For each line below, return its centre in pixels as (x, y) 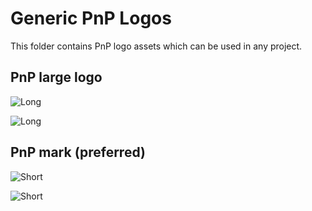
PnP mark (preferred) (78, 152)
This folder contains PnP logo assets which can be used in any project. (156, 46)
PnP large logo (56, 77)
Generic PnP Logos (91, 18)
